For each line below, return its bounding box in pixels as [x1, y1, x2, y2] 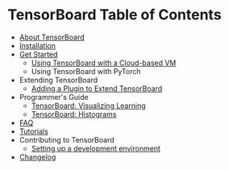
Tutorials [19, 126, 49, 136]
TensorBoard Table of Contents [7, 6, 223, 24]
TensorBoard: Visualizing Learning [31, 101, 146, 110]
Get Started [19, 49, 58, 59]
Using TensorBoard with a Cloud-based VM [31, 58, 177, 68]
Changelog [19, 151, 56, 162]
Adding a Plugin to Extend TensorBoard [31, 83, 163, 93]
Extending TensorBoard [19, 75, 98, 85]
